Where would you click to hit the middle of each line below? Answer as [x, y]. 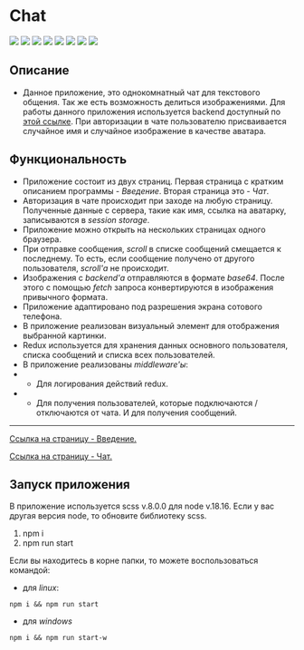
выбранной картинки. [64, 335]
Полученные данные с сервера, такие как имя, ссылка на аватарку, [154, 210]
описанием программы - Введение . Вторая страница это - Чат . [146, 190]
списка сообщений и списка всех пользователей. [119, 354]
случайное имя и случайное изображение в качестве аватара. [144, 131]
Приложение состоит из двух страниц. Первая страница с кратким [153, 181]
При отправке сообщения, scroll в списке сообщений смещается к [152, 248]
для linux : [41, 588]
